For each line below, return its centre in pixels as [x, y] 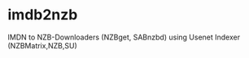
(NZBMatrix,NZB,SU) [43, 45]
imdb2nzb [43, 15]
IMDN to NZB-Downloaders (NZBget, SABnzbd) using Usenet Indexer [124, 37]
